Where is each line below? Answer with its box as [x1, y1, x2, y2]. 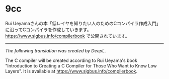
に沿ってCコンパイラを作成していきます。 [5, 26, 92, 33]
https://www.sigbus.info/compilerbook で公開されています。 [5, 33, 130, 39]
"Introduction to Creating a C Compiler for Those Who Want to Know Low [5, 62, 157, 68]
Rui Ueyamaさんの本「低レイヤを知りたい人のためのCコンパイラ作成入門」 [5, 20, 161, 26]
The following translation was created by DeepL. [5, 47, 107, 53]
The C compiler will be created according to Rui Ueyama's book [5, 57, 137, 63]
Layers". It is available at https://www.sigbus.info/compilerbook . [5, 68, 138, 74]
